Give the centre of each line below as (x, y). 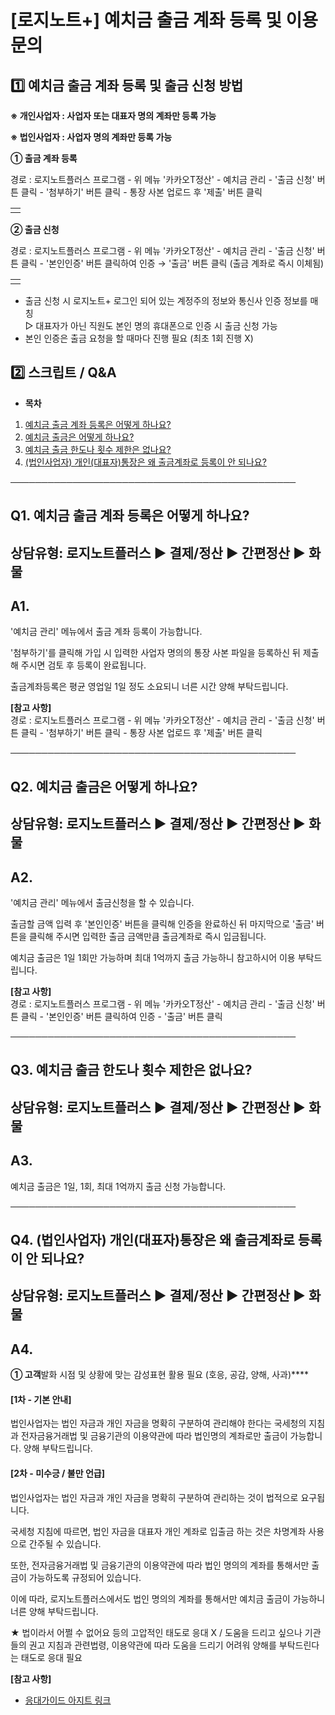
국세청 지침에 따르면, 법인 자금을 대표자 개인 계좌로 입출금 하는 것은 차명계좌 (158, 1531)
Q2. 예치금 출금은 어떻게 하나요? (104, 786)
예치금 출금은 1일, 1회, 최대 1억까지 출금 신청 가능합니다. (118, 1186)
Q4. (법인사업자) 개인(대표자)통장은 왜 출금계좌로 (152, 1239)
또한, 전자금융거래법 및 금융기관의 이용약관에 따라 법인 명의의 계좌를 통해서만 (160, 1565)
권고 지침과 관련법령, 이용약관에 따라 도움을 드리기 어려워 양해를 (152, 1645)
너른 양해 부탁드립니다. (54, 1611)
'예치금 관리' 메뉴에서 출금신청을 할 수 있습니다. (102, 902)
